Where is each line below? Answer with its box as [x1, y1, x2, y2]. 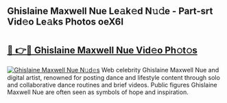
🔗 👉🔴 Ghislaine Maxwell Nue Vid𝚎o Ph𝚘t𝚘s [7, 44, 198, 56]
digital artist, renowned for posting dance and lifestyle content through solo [7, 74, 221, 81]
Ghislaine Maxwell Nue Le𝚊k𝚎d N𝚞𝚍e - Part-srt [7, 5, 213, 17]
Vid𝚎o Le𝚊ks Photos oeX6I [7, 16, 124, 28]
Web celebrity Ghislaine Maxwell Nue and [101, 66, 219, 74]
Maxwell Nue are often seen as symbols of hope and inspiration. [7, 88, 189, 96]
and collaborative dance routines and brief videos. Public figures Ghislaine [7, 81, 217, 89]
